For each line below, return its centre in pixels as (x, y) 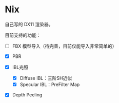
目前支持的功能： (23, 35)
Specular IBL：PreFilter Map (50, 85)
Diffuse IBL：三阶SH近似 (46, 78)
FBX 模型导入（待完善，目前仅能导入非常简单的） (64, 46)
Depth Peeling (27, 95)
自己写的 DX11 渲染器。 (29, 24)
